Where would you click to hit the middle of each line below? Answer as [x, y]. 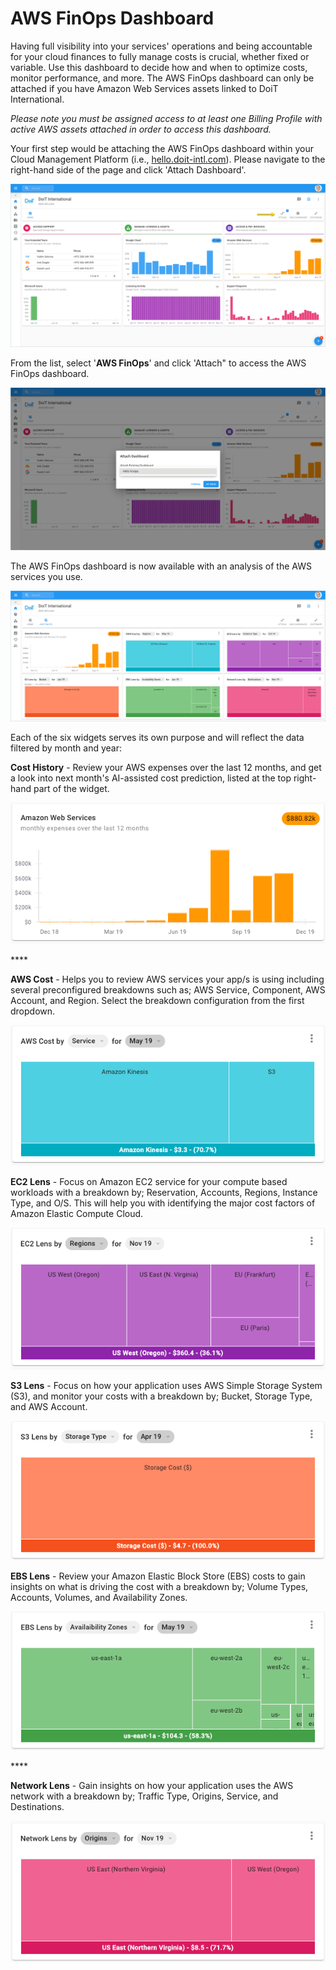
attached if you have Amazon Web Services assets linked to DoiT [144, 88]
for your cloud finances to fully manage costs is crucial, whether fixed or [160, 56]
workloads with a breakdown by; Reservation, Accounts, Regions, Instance [164, 1193]
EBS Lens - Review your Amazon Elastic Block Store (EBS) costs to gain [158, 1576]
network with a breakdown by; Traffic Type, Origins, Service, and [144, 1796]
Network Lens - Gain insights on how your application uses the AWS [152, 1786]
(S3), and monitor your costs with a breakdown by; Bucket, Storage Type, [161, 1396]
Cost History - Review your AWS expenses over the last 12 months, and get [166, 768]
